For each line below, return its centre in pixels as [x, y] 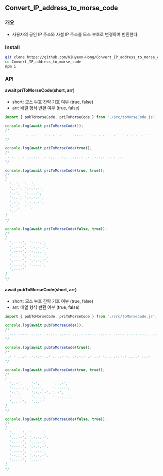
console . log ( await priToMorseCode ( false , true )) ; [56, 229]
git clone [15, 57]
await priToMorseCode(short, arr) [40, 90]
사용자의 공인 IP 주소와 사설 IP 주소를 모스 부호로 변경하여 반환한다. [75, 34]
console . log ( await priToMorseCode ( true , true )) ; [55, 170]
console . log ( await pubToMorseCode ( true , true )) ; [55, 370]
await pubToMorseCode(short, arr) [41, 290]
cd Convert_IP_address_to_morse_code [43, 62]
